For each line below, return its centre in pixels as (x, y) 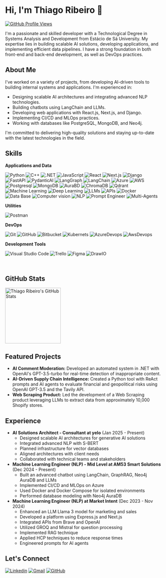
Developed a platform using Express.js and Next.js (71, 517)
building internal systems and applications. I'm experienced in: (69, 87)
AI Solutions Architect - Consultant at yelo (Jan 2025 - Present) (78, 433)
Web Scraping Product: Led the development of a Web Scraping (78, 395)
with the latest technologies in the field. (45, 138)
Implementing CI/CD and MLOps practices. (56, 118)
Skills (14, 154)
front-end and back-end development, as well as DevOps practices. (74, 54)
